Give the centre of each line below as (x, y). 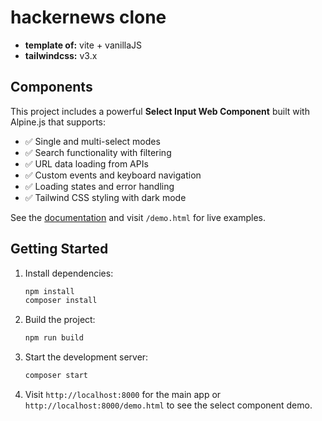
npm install (49, 291)
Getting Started (59, 249)
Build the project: (60, 320)
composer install (61, 301)
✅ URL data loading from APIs (86, 163)
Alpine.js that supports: (58, 122)
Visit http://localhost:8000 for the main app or (123, 395)
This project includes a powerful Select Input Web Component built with (160, 111)
